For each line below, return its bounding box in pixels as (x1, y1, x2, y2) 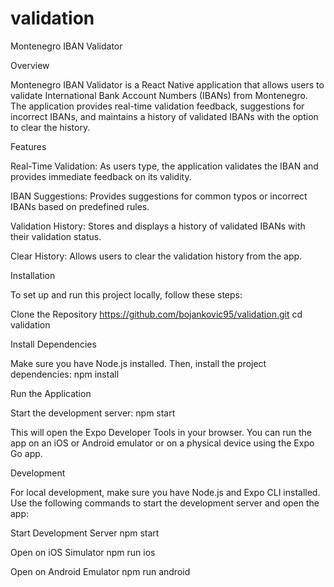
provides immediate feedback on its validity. (10, 170, 192, 182)
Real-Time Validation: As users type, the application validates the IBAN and (10, 160, 319, 172)
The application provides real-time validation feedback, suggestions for (10, 100, 305, 112)
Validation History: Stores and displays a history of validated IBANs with (10, 220, 306, 232)
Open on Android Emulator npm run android (10, 565, 191, 577)
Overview (10, 59, 50, 71)
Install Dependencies (10, 338, 97, 350)
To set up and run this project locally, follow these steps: (10, 288, 243, 301)
